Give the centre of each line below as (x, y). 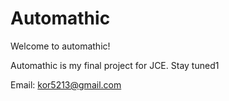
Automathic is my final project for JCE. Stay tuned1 (115, 65)
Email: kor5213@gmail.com (66, 84)
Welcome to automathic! (60, 46)
